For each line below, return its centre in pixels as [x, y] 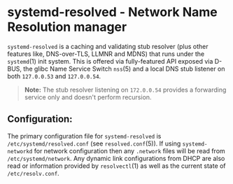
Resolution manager [67, 27]
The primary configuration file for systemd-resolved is [84, 136]
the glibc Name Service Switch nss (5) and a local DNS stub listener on [124, 69]
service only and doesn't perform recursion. [88, 97]
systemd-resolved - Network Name [113, 12]
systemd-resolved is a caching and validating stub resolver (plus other [108, 46]
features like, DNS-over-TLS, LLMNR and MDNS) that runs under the [106, 54]
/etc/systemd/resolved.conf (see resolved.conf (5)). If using [94, 143]
